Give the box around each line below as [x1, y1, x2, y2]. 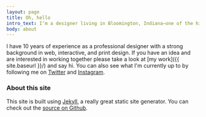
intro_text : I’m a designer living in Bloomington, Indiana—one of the [6, 20, 193, 26]
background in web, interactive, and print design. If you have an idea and [6, 49, 191, 57]
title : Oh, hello [6, 15, 51, 21]
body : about [6, 26, 37, 32]
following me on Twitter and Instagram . [6, 68, 105, 76]
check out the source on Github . [6, 104, 88, 112]
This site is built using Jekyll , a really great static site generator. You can [6, 97, 189, 105]
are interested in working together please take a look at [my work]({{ [6, 55, 180, 63]
